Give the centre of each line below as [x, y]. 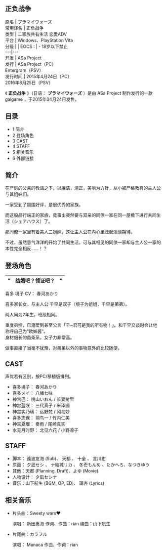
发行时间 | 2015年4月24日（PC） [39, 76]
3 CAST [20, 141]
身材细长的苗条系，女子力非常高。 [40, 338]
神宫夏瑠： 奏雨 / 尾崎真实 [39, 424]
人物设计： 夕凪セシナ [35, 477]
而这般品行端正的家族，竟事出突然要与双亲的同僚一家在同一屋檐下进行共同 [81, 215]
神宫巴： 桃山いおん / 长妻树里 [43, 399]
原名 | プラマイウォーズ [29, 22]
